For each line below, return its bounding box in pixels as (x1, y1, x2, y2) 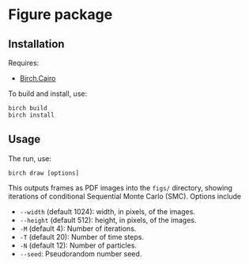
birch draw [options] (8, 169, 80, 177)
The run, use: (8, 153, 52, 163)
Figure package (8, 6, 113, 24)
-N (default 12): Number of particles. (19, 240, 137, 250)
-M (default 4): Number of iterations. (19, 224, 137, 233)
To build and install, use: (8, 89, 88, 98)
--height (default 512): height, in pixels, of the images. (19, 215, 197, 225)
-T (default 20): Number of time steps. (19, 232, 145, 241)
